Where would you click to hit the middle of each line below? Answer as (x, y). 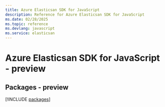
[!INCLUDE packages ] (28, 99)
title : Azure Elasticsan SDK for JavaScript (52, 10)
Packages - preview (37, 87)
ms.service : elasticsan (30, 33)
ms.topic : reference (27, 24)
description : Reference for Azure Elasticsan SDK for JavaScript (75, 15)
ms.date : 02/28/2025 (27, 19)
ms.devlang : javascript (30, 29)
